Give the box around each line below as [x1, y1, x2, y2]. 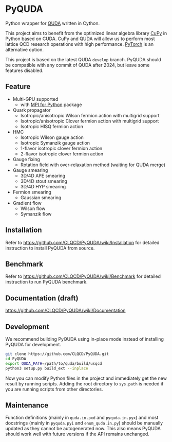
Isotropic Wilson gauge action [20, 134, 84, 140]
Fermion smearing [12, 189, 51, 195]
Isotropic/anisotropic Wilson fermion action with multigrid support [20, 112, 160, 118]
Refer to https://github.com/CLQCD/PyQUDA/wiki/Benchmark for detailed [5, 273, 161, 279]
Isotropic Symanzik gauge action [20, 139, 90, 146]
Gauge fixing [12, 156, 40, 162]
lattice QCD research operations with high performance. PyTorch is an [5, 41, 154, 47]
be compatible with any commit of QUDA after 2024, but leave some [5, 62, 150, 68]
